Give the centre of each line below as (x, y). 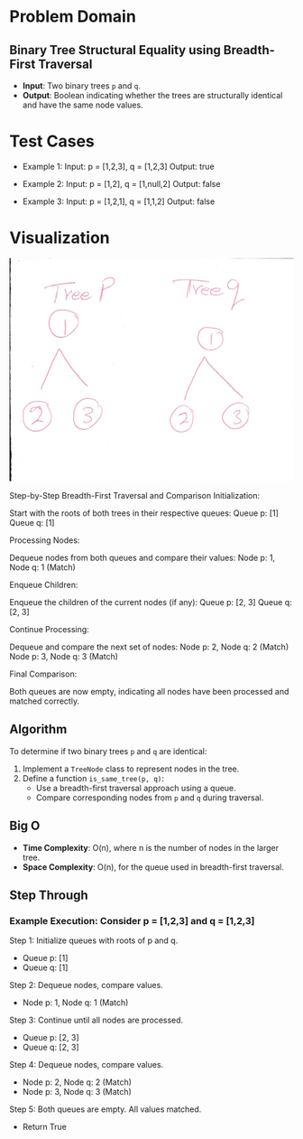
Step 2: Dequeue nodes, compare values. (87, 985)
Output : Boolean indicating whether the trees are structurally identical (152, 95)
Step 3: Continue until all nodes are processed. (96, 1020)
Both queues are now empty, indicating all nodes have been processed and (149, 692)
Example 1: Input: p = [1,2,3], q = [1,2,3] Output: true (118, 166)
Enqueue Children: (44, 585)
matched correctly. (44, 701)
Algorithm (38, 729)
